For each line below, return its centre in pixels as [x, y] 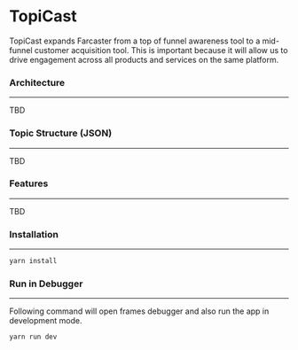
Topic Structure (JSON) [61, 133]
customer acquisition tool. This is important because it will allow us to [161, 50]
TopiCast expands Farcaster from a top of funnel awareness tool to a [135, 41]
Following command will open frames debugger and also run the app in [139, 311]
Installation [34, 234]
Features [29, 183]
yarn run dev [33, 337]
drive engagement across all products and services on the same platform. [144, 59]
